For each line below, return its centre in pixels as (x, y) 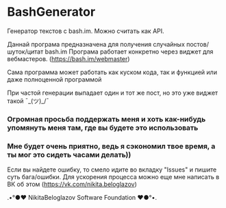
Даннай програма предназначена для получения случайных (96, 44)
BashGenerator (51, 12)
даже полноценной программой (54, 79)
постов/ (197, 44)
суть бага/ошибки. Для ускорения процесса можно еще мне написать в (113, 177)
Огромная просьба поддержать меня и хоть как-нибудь (106, 119)
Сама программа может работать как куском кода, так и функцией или (112, 72)
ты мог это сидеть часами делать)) (69, 154)
